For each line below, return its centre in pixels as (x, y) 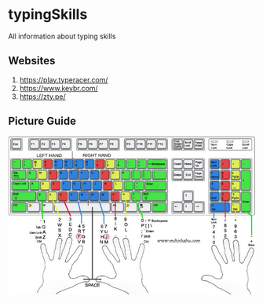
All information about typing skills (62, 36)
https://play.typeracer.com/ (64, 79)
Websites (32, 61)
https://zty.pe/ (42, 97)
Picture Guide (42, 121)
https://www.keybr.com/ (58, 88)
